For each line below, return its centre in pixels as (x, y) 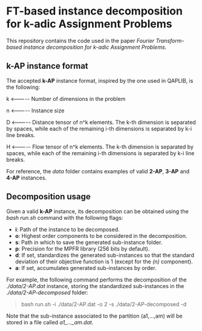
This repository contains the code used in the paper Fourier (80, 40)
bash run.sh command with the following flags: (65, 217)
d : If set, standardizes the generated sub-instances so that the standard (105, 255)
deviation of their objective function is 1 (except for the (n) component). (104, 262)
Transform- (170, 40)
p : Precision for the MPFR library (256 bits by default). (82, 248)
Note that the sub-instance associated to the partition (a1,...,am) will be (94, 316)
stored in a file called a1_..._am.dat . (50, 322)
